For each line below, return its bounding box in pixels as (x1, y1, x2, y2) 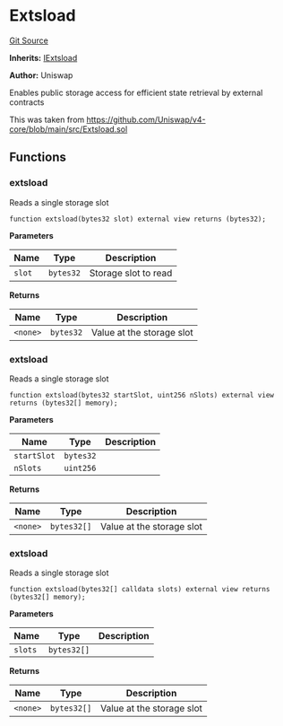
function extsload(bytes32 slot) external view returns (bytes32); (9, 214, 267, 223)
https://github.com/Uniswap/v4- (86, 114, 206, 125)
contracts (9, 96, 45, 108)
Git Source (9, 35, 49, 46)
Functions (9, 150, 67, 165)
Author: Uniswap (9, 69, 73, 81)
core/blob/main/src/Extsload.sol (9, 123, 128, 135)
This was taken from (9, 114, 85, 125)
